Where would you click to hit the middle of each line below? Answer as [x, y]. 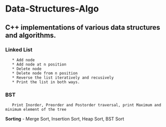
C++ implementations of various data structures [83, 27]
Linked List [19, 49]
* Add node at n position [39, 64]
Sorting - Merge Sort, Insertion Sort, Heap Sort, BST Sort [65, 119]
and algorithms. [31, 35]
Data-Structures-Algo [52, 9]
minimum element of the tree [36, 110]
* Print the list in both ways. [46, 82]
